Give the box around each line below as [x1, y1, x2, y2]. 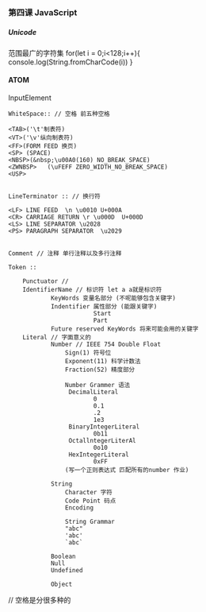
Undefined [50, 567, 83, 575]
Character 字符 [64, 489, 113, 497]
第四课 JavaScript [8, 6, 78, 17]
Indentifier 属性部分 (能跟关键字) [50, 303, 158, 311]
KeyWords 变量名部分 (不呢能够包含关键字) [50, 294, 177, 303]
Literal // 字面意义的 [22, 334, 91, 342]
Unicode [8, 27, 37, 37]
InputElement [8, 93, 51, 103]
